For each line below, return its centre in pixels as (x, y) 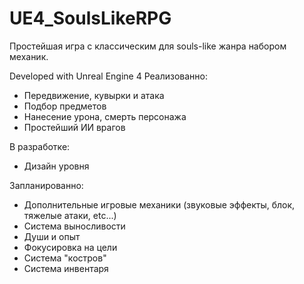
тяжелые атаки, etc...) (70, 215)
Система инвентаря (66, 268)
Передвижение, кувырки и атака (94, 95)
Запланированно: (46, 185)
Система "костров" (65, 258)
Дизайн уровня (56, 166)
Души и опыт (52, 236)
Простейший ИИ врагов (74, 127)
